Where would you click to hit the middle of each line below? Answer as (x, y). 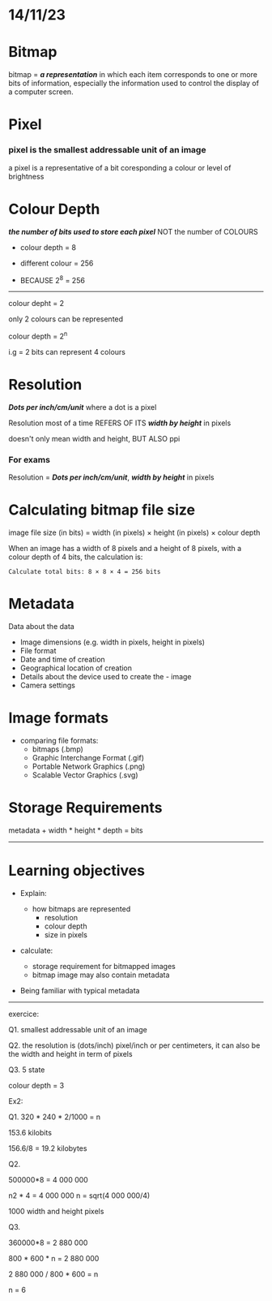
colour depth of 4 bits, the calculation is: (76, 557)
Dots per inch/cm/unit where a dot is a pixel (83, 407)
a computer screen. (41, 92)
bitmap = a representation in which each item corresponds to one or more (133, 75)
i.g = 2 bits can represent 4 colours (67, 351)
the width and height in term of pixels (70, 1053)
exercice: (23, 1014)
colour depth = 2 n (38, 336)
